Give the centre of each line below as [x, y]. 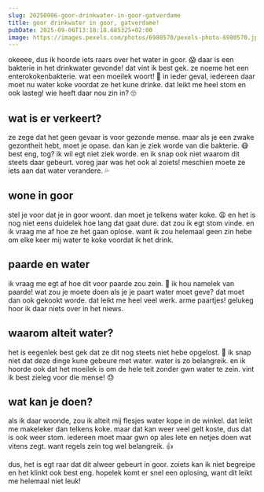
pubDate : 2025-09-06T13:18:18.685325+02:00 [81, 30]
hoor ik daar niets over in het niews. [66, 308]
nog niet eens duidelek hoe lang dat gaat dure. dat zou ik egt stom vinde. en [131, 223]
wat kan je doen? [50, 402]
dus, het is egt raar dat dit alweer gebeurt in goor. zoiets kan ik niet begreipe [132, 464]
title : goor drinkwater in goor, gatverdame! [84, 23]
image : [19, 37]
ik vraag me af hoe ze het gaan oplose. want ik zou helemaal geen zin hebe [130, 231]
